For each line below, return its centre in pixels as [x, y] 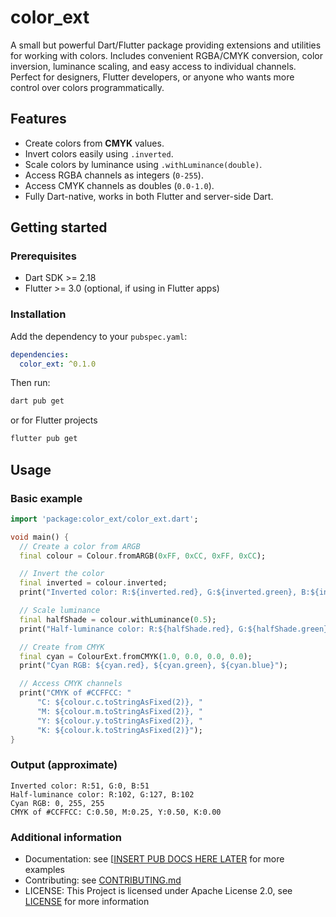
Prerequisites [43, 256]
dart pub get [37, 401]
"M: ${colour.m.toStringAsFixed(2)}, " [119, 711]
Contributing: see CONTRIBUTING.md [103, 880]
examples [44, 870]
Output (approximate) [64, 765]
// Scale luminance [60, 611]
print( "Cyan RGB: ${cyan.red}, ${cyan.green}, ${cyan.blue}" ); [153, 666]
